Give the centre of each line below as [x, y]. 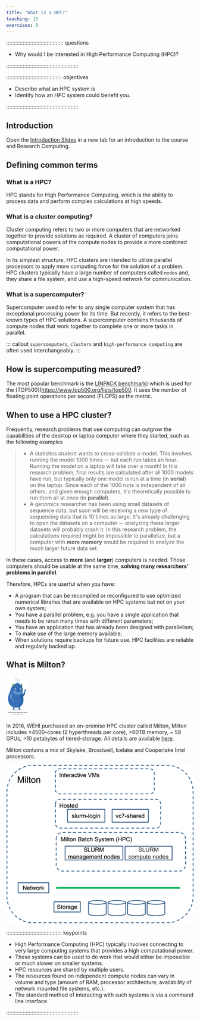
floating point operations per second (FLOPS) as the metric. [79, 396]
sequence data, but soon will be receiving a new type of [99, 510]
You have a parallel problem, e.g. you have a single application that [97, 615]
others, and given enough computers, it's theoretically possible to [110, 492]
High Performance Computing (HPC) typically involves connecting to [99, 944]
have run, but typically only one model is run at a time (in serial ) [108, 479]
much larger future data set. [64, 548]
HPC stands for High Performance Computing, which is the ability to [90, 195]
